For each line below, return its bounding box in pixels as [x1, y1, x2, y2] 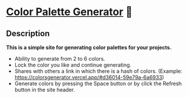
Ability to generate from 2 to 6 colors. [14, 55, 105, 62]
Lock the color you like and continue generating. [14, 61, 132, 68]
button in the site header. [14, 86, 75, 93]
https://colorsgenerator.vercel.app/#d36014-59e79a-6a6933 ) [14, 74, 165, 80]
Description [6, 29, 50, 38]
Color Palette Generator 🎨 [6, 5, 133, 19]
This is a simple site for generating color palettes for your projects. [6, 44, 172, 51]
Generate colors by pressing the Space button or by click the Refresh [14, 80, 182, 87]
